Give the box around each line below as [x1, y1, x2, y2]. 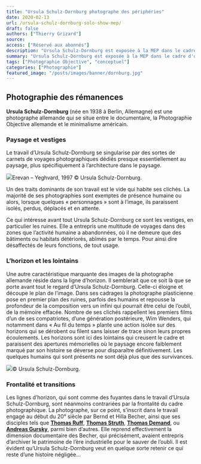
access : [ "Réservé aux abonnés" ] [6, 42, 90, 48]
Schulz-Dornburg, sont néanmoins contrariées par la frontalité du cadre [6, 400, 183, 407]
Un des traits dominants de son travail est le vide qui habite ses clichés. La [6, 186, 190, 193]
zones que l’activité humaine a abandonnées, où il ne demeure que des [6, 229, 182, 236]
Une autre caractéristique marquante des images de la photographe [6, 270, 173, 277]
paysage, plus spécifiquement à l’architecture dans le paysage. [6, 162, 162, 169]
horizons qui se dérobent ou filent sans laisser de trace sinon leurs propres [6, 327, 191, 335]
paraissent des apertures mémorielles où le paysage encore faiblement [6, 340, 182, 347]
